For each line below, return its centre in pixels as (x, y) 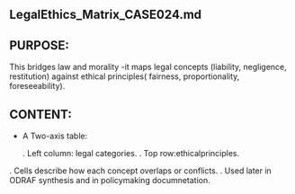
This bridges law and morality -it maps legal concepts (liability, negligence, (148, 67)
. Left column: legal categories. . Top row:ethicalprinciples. (131, 154)
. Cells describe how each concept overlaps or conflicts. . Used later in (140, 171)
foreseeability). (37, 86)
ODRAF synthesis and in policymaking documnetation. (110, 181)
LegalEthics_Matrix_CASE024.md (106, 15)
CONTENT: (40, 115)
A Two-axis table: (55, 136)
